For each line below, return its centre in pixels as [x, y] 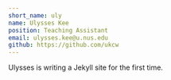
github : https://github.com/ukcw [64, 45]
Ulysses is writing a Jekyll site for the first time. [85, 67]
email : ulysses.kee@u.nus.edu [58, 38]
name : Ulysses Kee [39, 23]
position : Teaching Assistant [58, 30]
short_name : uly [35, 15]
